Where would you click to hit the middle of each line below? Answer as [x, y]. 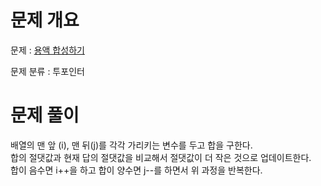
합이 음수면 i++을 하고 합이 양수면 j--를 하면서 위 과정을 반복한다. [136, 170]
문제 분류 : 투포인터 [47, 71]
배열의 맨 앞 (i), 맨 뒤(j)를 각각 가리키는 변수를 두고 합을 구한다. [131, 145]
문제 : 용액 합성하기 [47, 50]
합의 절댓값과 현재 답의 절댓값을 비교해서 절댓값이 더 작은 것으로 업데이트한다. [161, 157]
